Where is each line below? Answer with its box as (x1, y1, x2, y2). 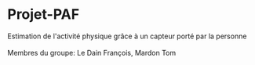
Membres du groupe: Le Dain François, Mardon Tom (7, 48, 177, 57)
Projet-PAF (7, 5, 80, 23)
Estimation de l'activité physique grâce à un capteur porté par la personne (7, 31, 247, 41)
